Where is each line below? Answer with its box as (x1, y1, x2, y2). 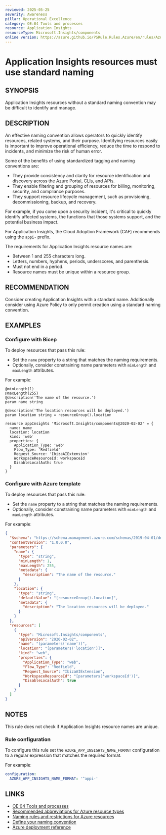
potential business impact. (5, 219, 59, 225)
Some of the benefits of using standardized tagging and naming (5, 157, 135, 163)
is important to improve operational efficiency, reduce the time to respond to (5, 143, 161, 149)
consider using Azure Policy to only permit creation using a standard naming (5, 302, 161, 308)
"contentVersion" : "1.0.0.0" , (9, 540, 72, 545)
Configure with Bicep (5, 336, 57, 343)
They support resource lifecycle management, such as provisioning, (12, 194, 151, 200)
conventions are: (5, 163, 40, 169)
